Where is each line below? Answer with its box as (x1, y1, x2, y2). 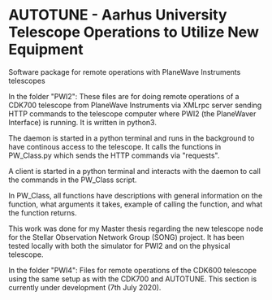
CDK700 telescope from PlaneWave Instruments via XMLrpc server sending (8, 100, 262, 110)
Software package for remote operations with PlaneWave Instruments (8, 67, 241, 76)
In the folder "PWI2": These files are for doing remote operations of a (8, 91, 240, 101)
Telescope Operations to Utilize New (8, 23, 260, 41)
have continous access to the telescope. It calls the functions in (8, 141, 222, 151)
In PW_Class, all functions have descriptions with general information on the (8, 190, 263, 200)
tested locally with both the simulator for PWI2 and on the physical (8, 241, 231, 250)
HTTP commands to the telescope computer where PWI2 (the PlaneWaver (8, 108, 257, 119)
